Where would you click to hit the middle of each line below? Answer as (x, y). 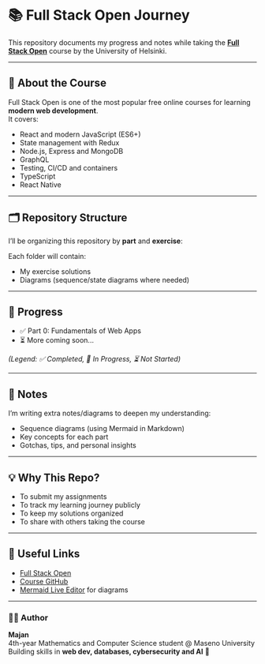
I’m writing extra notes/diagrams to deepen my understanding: (110, 413)
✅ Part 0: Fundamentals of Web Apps (80, 331)
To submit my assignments (63, 497)
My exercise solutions (55, 271)
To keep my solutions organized (71, 513)
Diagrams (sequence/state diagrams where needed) (105, 279)
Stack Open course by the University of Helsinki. (88, 51)
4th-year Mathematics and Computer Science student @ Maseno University (131, 643)
